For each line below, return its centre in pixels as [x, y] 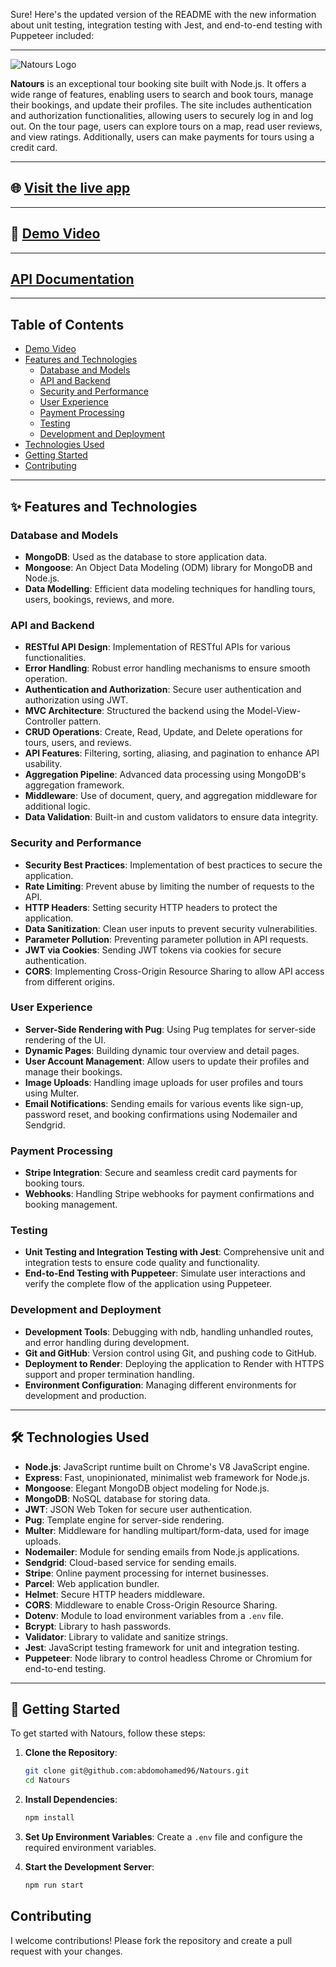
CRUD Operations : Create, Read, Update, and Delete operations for [163, 732]
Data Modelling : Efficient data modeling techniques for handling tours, [170, 588]
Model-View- [274, 711]
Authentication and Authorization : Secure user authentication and [163, 690]
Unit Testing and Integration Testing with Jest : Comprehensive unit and [174, 1252]
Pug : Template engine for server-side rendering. [124, 1520]
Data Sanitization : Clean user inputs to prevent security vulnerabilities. [171, 928]
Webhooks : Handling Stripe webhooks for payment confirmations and [169, 1194]
